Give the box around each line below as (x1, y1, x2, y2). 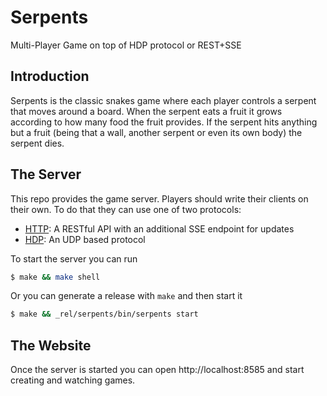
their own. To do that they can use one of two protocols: (10, 203, 242, 215)
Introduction (10, 68, 90, 85)
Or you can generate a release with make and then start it (10, 290, 243, 302)
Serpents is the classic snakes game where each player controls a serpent (10, 94, 317, 106)
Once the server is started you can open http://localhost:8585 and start (10, 364, 305, 376)
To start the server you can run (10, 252, 138, 265)
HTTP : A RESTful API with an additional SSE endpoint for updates (24, 222, 295, 235)
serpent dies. (10, 137, 65, 149)
